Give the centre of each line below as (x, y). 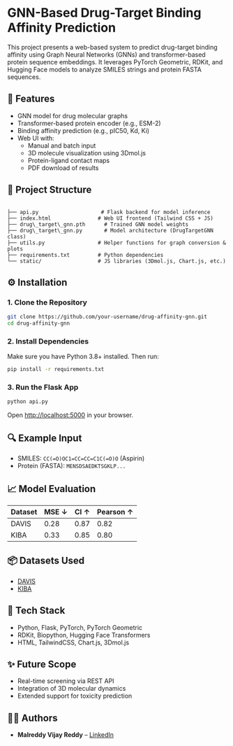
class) (17, 237)
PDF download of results (63, 168)
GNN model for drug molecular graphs (72, 115)
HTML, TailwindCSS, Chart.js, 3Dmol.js (73, 642)
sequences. (24, 77)
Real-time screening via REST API (66, 681)
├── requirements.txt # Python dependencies (85, 255)
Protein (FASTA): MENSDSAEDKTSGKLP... (72, 466)
